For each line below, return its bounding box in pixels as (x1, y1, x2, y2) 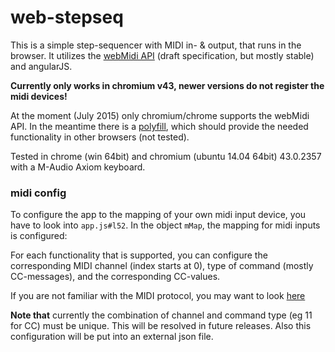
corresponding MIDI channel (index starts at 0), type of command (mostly (10, 260, 314, 272)
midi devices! (10, 90, 68, 102)
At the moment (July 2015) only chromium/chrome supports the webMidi (10, 109, 310, 121)
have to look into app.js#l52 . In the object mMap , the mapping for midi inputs (10, 219, 321, 231)
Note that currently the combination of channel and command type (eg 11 (10, 309, 313, 321)
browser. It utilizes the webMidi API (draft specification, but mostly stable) (10, 49, 315, 61)
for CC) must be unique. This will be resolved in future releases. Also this (10, 320, 312, 332)
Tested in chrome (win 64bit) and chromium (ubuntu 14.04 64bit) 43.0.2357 (10, 150, 322, 162)
